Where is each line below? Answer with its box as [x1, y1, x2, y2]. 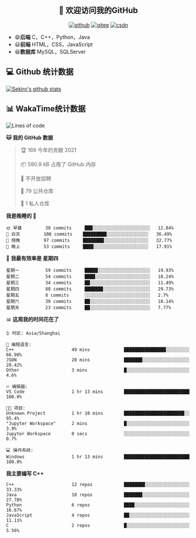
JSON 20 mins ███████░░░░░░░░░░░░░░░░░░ [6, 357, 190, 363]
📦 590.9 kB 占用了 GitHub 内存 [20, 161, 97, 168]
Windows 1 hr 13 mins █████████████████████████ [6, 454, 190, 460]
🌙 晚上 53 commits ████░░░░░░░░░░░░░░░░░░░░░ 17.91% [6, 244, 173, 250]
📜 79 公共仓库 [20, 188, 54, 195]
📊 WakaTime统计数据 [6, 104, 86, 114]
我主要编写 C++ [6, 470, 44, 477]
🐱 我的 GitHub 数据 [6, 134, 54, 142]
